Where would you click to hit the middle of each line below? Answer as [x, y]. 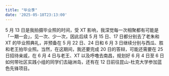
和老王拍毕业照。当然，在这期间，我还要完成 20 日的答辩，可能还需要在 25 [84, 49]
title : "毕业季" [21, 10]
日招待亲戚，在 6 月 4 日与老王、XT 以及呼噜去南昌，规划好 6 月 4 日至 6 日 [85, 55]
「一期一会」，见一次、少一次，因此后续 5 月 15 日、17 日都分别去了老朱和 [82, 36]
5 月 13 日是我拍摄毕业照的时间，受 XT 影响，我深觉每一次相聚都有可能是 [82, 30]
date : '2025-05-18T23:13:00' [36, 15]
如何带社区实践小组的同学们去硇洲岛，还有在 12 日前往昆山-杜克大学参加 [81, 62]
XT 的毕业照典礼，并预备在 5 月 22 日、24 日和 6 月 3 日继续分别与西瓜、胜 [84, 43]
